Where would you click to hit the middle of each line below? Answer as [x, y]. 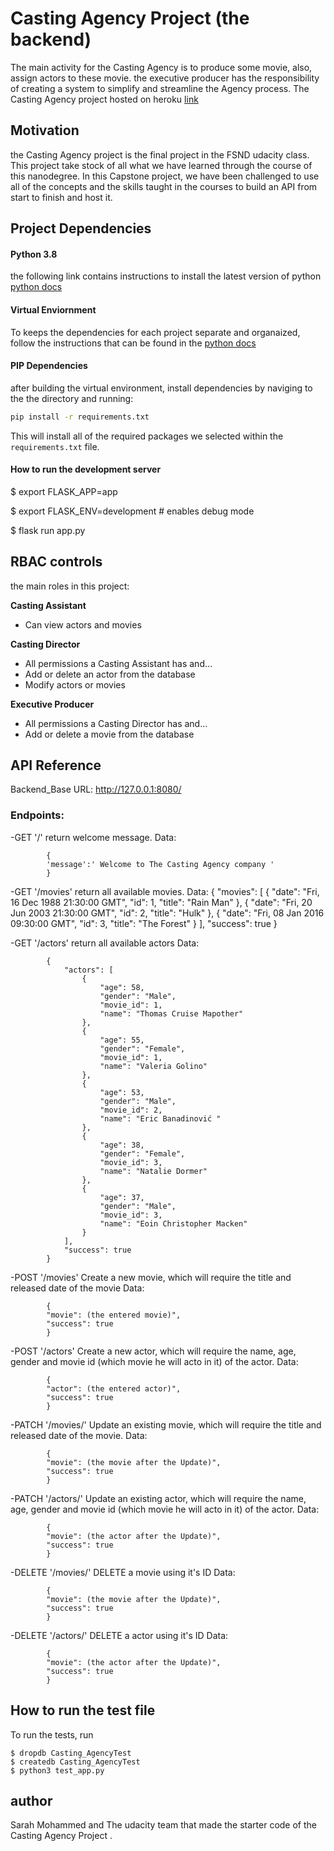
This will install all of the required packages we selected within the [147, 436]
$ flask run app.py [48, 530]
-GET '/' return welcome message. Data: [93, 837]
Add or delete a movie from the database [109, 734]
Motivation [45, 130]
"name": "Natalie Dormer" [153, 1171]
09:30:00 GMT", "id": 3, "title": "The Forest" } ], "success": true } [144, 923]
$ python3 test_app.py [57, 1770]
